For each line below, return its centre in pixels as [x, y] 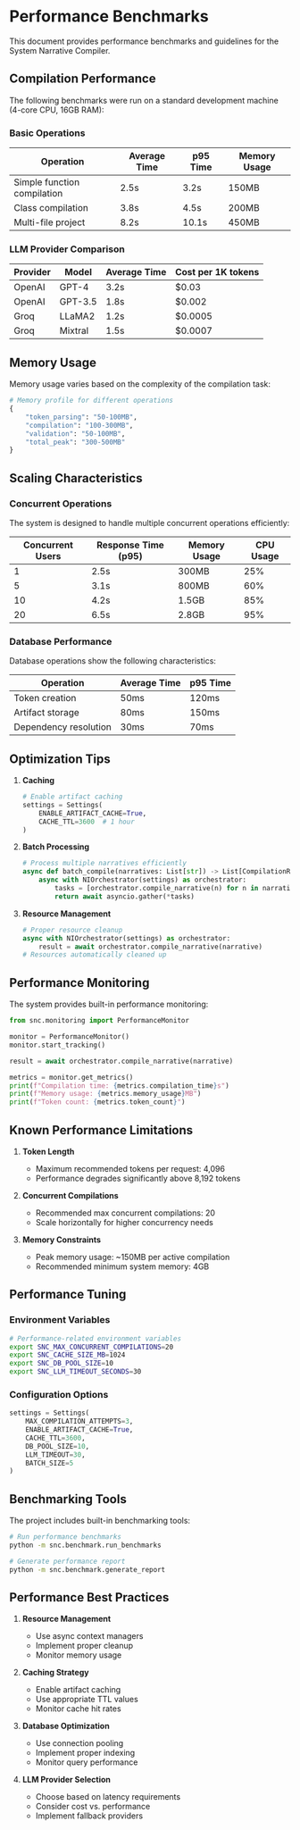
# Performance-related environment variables [95, 1338]
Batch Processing [56, 847]
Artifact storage [47, 713]
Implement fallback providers [89, 1816]
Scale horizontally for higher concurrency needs [125, 1222]
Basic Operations [47, 133]
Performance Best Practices [89, 1597]
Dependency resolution [62, 727]
